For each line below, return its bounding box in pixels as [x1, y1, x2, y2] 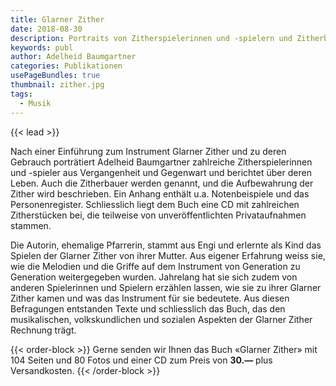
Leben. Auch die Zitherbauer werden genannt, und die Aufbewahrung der [10, 177, 314, 189]
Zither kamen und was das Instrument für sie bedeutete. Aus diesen [10, 292, 290, 304]
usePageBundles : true [10, 71, 101, 81]
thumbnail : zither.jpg [10, 80, 105, 90]
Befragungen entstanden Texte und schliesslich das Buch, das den [10, 302, 286, 315]
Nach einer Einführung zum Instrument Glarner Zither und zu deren [10, 145, 287, 157]
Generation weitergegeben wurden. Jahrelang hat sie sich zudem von [10, 271, 298, 283]
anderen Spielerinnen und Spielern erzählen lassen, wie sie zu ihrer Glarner [10, 281, 322, 293]
